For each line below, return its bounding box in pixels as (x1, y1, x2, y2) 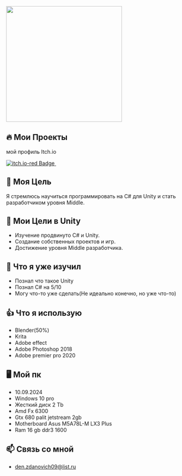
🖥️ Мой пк (6, 370, 41, 380)
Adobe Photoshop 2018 (14, 345, 72, 353)
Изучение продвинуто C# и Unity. (14, 231, 100, 239)
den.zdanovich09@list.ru (14, 463, 76, 470)
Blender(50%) (14, 326, 49, 334)
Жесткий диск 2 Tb (14, 401, 64, 408)
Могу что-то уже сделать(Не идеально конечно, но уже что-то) (14, 290, 177, 297)
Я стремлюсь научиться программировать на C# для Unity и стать (6, 192, 176, 199)
